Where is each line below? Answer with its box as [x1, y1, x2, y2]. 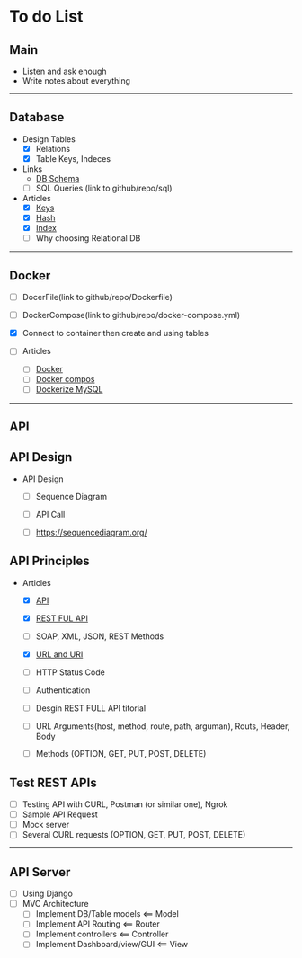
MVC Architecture [22, 899, 89, 909]
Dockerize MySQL [35, 384, 103, 395]
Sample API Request [22, 809, 99, 820]
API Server [9, 865, 71, 880]
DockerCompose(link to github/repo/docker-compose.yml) [22, 310, 241, 321]
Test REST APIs [9, 775, 97, 790]
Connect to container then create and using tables [22, 328, 209, 339]
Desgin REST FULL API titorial [35, 703, 147, 714]
